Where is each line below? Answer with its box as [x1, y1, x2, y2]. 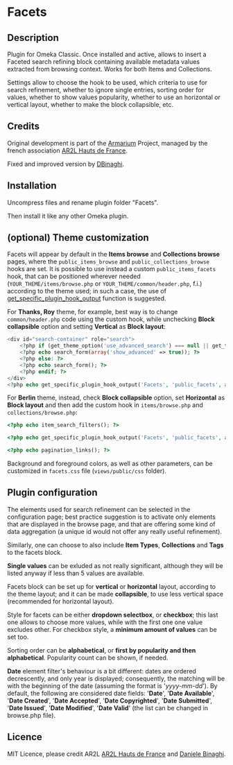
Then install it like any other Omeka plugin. [7, 212, 129, 220]
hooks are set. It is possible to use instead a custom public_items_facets [7, 265, 216, 273]
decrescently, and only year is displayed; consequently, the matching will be [7, 674, 225, 682]
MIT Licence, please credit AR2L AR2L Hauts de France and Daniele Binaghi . [7, 750, 226, 758]
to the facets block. [7, 548, 62, 556]
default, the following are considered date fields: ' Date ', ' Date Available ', [7, 689, 215, 697]
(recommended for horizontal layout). [7, 597, 114, 605]
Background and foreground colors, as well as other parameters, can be [7, 459, 213, 468]
